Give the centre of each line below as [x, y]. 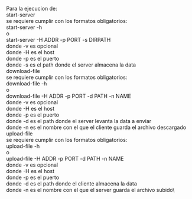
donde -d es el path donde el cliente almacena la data [72, 184]
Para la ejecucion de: [32, 9]
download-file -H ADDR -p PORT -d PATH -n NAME [69, 96]
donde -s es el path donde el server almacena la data [71, 65]
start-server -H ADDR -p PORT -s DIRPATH [58, 40]
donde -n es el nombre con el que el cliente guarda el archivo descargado [96, 127]
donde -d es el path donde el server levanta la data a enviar [79, 121]
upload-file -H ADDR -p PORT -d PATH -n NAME [65, 159]
